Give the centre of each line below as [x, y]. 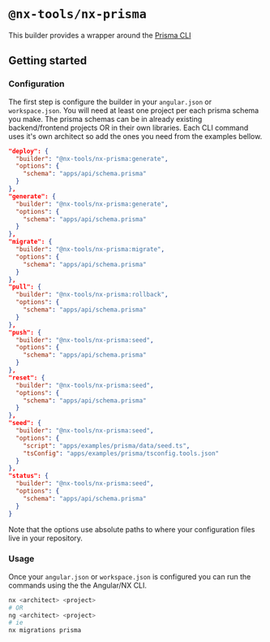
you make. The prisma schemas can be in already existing [105, 119]
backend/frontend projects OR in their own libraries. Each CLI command [129, 128]
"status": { [28, 476]
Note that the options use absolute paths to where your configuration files [132, 529]
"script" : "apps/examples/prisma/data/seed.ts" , [107, 445]
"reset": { [27, 377]
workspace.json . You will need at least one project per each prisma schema [134, 110]
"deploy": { [28, 151]
